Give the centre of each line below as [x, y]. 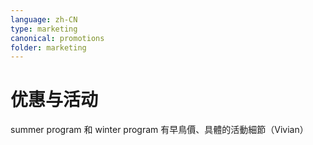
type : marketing [44, 29]
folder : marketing [48, 47]
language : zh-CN [44, 19]
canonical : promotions [57, 38]
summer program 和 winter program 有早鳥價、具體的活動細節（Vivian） [159, 130]
